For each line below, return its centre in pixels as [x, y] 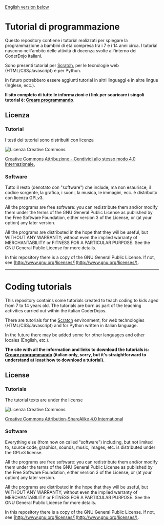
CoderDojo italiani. [24, 56]
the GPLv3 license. [24, 452]
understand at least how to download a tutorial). [55, 360]
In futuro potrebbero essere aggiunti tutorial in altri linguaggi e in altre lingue [82, 80]
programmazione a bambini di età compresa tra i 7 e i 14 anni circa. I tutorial [81, 45]
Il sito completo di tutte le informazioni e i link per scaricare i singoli [75, 94]
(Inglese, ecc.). [20, 85]
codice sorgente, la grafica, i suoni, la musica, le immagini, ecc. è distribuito [81, 192]
